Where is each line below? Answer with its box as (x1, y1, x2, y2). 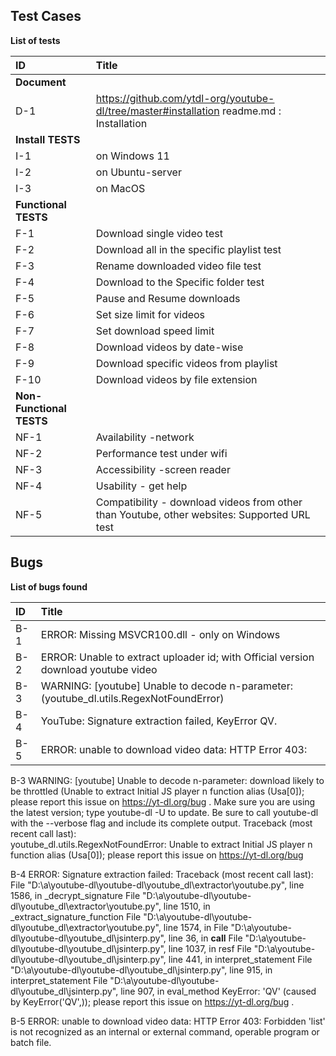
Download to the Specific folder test (95, 275, 265, 289)
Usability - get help (95, 479, 188, 493)
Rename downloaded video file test (95, 259, 262, 273)
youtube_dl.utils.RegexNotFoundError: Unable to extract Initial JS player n (10, 838, 313, 850)
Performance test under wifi (95, 446, 228, 460)
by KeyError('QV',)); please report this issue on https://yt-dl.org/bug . (10, 995, 295, 1008)
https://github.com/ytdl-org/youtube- (95, 91, 275, 105)
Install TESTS (15, 132, 81, 146)
